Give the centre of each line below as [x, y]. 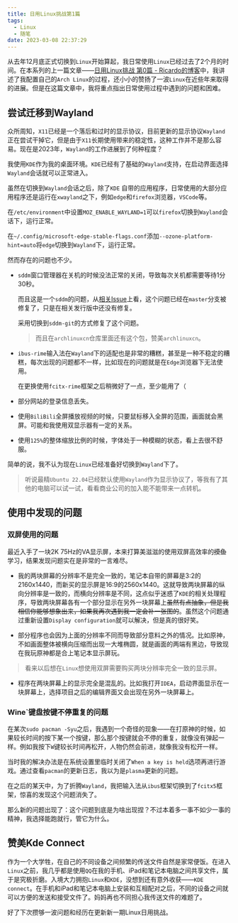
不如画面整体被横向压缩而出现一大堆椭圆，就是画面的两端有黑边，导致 [120, 644]
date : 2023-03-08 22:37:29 [47, 41]
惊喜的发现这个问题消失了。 [60, 794]
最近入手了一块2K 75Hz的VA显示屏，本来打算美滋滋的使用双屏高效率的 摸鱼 [117, 551]
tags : [15, 21]
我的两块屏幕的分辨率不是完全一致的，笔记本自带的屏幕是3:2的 [109, 576]
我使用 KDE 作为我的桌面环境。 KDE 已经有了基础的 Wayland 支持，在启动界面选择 [118, 163]
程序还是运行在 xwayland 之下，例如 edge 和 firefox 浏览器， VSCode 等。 [112, 197]
